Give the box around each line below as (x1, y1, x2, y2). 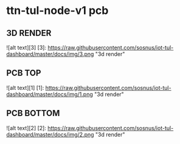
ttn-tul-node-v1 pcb (6, 4, 109, 18)
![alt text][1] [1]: (6, 84, 44, 91)
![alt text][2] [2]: (6, 124, 47, 131)
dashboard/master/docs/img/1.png (6, 91, 93, 98)
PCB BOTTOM (6, 108, 60, 118)
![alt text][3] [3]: (6, 44, 47, 51)
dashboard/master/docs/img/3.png (6, 50, 94, 58)
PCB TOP (6, 68, 41, 78)
